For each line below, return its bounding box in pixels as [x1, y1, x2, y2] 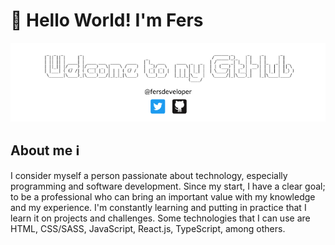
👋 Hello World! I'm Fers [10, 9, 204, 32]
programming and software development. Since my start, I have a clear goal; [10, 180, 326, 192]
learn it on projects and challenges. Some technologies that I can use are [10, 212, 311, 224]
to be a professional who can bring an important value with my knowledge [10, 190, 316, 203]
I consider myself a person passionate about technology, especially [10, 169, 288, 181]
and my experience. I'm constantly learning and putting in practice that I [10, 201, 307, 213]
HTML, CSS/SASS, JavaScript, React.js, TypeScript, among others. [10, 222, 286, 234]
